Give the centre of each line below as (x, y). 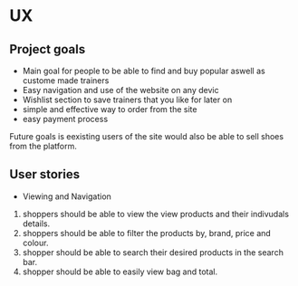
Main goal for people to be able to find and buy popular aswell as (144, 71)
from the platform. (43, 146)
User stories (44, 174)
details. (36, 224)
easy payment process (65, 119)
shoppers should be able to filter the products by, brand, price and (147, 233)
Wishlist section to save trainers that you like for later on (127, 100)
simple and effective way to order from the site (110, 109)
